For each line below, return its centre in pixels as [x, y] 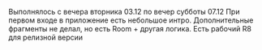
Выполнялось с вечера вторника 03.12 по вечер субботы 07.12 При [124, 12]
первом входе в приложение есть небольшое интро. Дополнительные [131, 20]
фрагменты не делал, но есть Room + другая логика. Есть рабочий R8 [130, 29]
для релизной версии [46, 37]
